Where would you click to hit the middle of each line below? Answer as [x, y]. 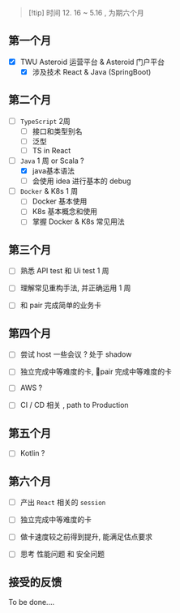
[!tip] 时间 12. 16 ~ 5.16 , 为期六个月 [86, 13]
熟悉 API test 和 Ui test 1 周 [64, 271]
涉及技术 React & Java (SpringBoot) [92, 71]
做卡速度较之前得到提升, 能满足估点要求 [86, 537]
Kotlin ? [32, 453]
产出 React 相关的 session [63, 503]
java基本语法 [54, 171]
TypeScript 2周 [45, 121]
